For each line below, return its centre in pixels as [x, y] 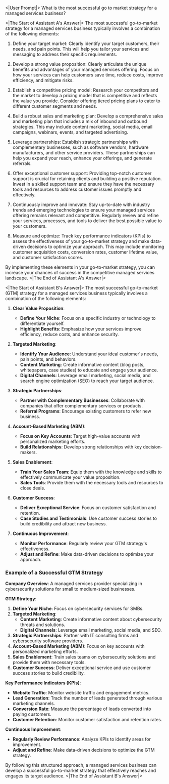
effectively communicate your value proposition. [70, 477]
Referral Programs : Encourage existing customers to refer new [86, 411]
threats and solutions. [43, 625]
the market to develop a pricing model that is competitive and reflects [85, 95]
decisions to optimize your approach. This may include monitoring [96, 246]
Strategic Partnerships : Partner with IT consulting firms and [75, 636]
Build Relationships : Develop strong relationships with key [81, 447]
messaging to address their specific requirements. [65, 54]
